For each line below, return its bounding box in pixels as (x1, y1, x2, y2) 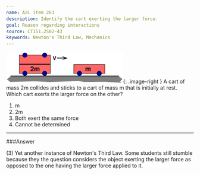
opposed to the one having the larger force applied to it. (6, 162, 143, 169)
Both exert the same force (14, 114, 79, 122)
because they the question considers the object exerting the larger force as (6, 156, 192, 163)
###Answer (6, 138, 35, 145)
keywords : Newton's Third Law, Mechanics (6, 34, 111, 41)
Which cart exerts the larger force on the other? (6, 91, 123, 98)
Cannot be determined (14, 121, 70, 128)
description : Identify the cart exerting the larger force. (6, 15, 159, 22)
